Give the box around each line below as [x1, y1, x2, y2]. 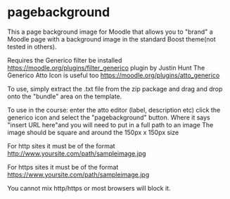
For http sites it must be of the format [7, 141, 115, 150]
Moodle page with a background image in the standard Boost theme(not [7, 34, 216, 43]
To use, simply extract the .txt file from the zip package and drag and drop [7, 84, 223, 93]
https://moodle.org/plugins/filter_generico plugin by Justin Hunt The [7, 63, 205, 72]
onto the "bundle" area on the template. [7, 92, 122, 101]
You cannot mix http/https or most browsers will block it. [7, 184, 171, 192]
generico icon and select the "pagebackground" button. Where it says [7, 113, 210, 122]
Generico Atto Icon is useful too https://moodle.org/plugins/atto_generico [7, 71, 220, 79]
